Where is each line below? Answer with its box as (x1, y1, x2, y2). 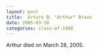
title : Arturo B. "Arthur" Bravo (6, 14, 93, 20)
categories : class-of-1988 (6, 25, 73, 31)
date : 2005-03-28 (6, 20, 50, 26)
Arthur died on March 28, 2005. (6, 42, 84, 49)
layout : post (6, 8, 39, 15)
